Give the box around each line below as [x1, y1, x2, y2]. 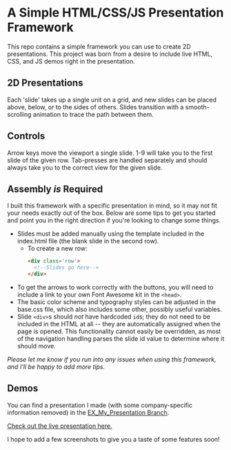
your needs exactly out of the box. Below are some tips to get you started [7, 209, 216, 217]
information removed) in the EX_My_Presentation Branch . [7, 408, 170, 416]
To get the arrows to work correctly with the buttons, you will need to [17, 283, 214, 291]
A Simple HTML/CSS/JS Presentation [7, 5, 224, 21]
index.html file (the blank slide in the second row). [17, 237, 159, 245]
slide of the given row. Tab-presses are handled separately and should [7, 156, 208, 164]
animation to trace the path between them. [32, 110, 154, 118]
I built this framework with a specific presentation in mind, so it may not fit [7, 202, 217, 210]
